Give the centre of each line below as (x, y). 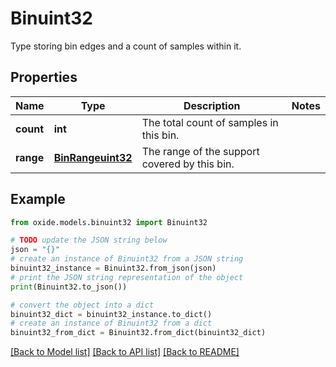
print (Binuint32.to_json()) (69, 287)
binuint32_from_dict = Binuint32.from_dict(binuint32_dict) (138, 333)
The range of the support (200, 151)
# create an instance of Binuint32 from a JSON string (127, 259)
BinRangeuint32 (93, 157)
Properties (44, 77)
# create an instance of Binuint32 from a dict (111, 323)
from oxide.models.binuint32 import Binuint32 (109, 222)
